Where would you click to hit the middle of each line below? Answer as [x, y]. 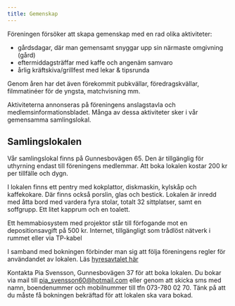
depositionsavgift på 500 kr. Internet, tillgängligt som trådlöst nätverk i [109, 231]
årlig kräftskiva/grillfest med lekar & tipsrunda [83, 70]
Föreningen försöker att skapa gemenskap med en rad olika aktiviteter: [110, 34]
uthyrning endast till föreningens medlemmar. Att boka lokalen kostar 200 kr [118, 166]
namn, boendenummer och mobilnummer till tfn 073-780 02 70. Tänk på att [117, 288]
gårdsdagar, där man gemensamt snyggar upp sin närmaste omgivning [120, 47]
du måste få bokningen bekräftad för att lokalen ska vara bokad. [100, 295]
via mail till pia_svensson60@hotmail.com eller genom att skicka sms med [114, 280]
